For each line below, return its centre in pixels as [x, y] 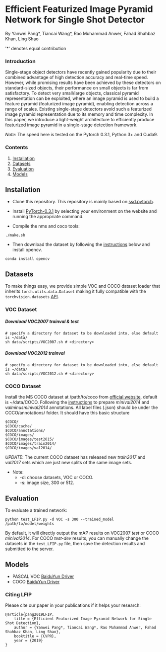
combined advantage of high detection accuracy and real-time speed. [77, 78]
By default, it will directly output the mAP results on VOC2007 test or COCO [82, 533]
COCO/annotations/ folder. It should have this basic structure [67, 413]
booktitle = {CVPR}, [35, 636]
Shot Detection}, [23, 623]
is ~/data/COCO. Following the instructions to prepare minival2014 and [77, 402]
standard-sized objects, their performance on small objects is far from [77, 88]
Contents [17, 148]
